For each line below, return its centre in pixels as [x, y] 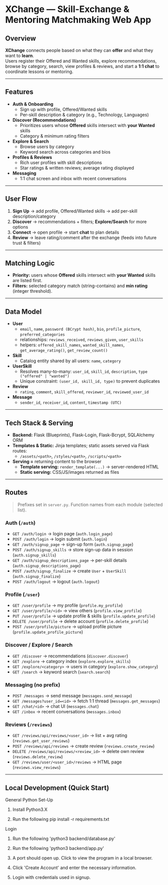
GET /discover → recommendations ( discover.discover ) [70, 656]
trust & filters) [26, 243]
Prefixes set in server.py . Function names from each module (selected [90, 504]
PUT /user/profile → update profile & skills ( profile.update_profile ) [84, 616]
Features [19, 92]
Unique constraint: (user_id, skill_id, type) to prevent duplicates [90, 381]
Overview [21, 38]
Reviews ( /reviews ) [29, 724]
